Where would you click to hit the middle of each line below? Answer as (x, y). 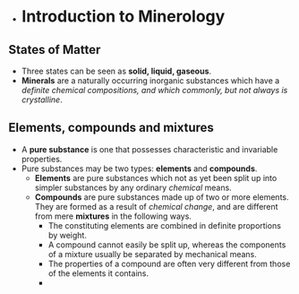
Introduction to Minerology (123, 17)
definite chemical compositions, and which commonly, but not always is (154, 90)
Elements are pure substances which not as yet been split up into (156, 177)
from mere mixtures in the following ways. (113, 216)
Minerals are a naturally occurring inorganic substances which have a (150, 81)
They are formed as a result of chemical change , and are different (156, 206)
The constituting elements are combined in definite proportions (164, 225)
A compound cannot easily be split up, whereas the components (167, 245)
